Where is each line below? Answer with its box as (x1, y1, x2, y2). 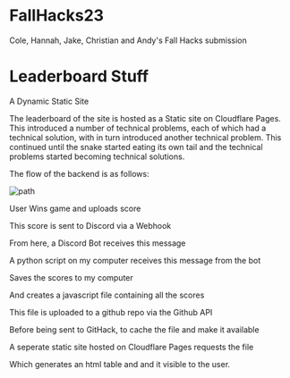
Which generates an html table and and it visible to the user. (9, 358, 231, 369)
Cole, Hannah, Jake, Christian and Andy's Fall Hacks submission (9, 35, 248, 46)
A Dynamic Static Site (9, 96, 90, 106)
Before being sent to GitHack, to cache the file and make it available (9, 323, 260, 335)
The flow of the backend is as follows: (9, 168, 149, 179)
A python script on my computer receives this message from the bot (9, 255, 261, 265)
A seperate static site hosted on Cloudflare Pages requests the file (9, 341, 254, 352)
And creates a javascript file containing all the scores (9, 290, 205, 300)
